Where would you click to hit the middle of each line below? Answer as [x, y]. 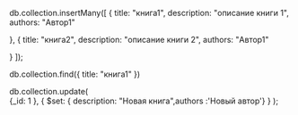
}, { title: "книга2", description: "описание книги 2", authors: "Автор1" [139, 40]
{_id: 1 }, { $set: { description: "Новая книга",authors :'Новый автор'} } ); [144, 101]
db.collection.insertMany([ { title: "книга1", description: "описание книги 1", [149, 13]
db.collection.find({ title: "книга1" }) [75, 74]
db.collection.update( [49, 91]
